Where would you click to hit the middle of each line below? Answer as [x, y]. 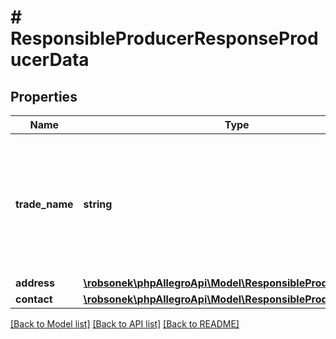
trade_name [44, 204]
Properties [44, 96]
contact [34, 299]
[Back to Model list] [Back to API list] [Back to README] [125, 324]
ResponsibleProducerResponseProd [164, 38]
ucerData [50, 60]
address [35, 283]
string [98, 204]
